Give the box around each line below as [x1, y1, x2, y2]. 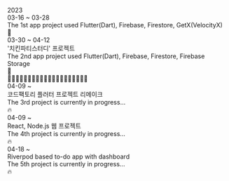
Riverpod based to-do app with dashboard [7, 152, 130, 161]
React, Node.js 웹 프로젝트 [7, 122, 82, 130]
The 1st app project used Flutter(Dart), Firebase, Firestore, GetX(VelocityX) [7, 21, 223, 29]
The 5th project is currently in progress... [7, 160, 125, 168]
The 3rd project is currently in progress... [7, 98, 126, 106]
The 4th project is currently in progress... [7, 130, 126, 138]
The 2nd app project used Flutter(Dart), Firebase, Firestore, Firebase [7, 52, 205, 60]
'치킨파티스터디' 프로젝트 [7, 44, 76, 52]
